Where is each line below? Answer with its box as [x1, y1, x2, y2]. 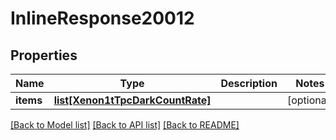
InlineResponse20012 [10, 7, 195, 30]
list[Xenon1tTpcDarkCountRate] [53, 93, 212, 107]
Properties [10, 47, 78, 64]
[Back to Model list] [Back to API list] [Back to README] [10, 119, 240, 131]
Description [220, 77, 278, 90]
